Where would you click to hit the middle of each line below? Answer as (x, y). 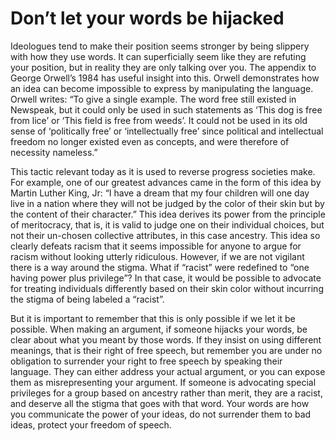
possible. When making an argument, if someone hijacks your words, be (159, 329)
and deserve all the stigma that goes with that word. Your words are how (160, 403)
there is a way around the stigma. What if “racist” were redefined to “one (160, 267)
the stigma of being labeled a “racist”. (87, 299)
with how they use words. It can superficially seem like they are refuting (158, 56)
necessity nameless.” (54, 152)
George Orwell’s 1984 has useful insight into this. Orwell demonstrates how (165, 78)
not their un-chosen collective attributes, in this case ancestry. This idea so (165, 235)
